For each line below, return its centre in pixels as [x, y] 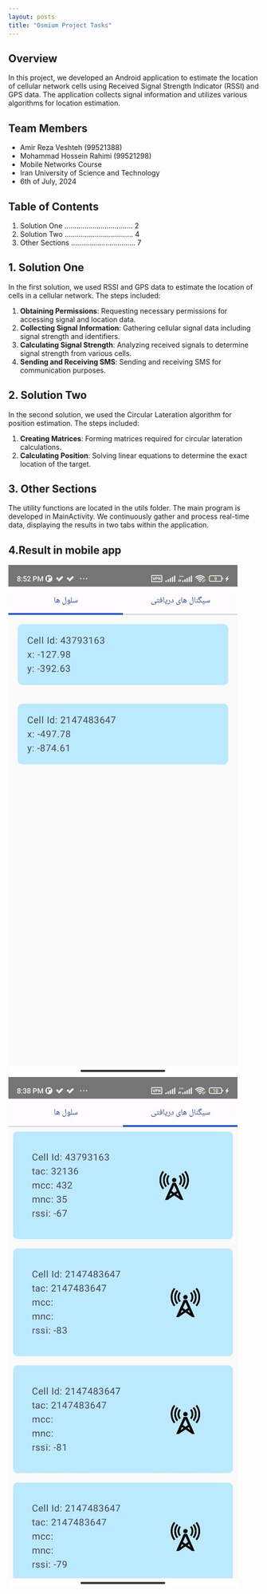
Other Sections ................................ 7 [80, 243]
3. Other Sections [53, 489]
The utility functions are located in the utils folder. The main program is [124, 508]
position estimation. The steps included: [74, 423]
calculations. [41, 447]
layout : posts [32, 17]
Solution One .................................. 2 [79, 225]
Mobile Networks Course [61, 164]
